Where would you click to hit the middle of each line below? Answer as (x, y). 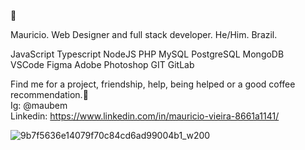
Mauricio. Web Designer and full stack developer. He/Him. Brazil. (144, 34)
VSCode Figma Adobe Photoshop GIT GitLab (102, 64)
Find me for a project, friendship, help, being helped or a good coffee (153, 84)
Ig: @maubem (39, 105)
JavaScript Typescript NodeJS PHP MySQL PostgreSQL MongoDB (147, 54)
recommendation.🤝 (49, 94)
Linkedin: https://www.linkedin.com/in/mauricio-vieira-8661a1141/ (145, 116)
